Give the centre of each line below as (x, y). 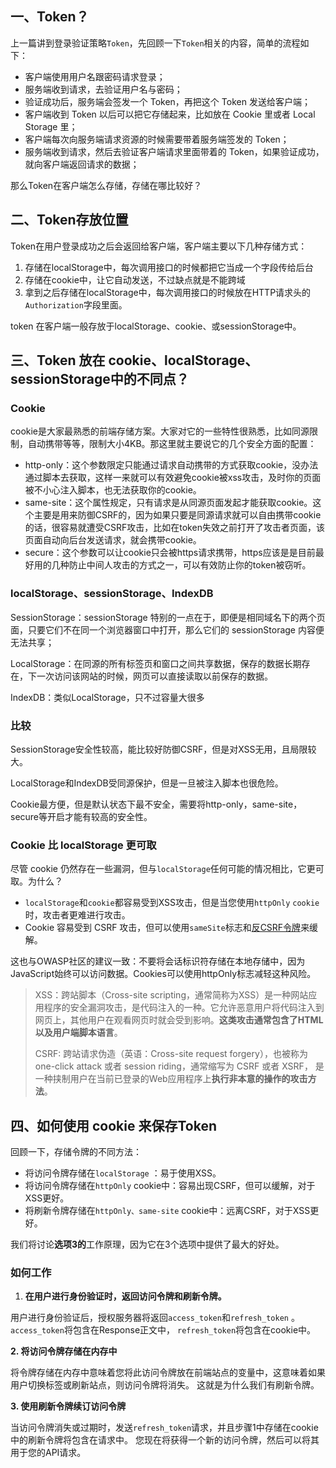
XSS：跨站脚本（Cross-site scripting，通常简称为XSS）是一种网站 (171, 995)
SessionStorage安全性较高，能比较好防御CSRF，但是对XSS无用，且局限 (159, 749)
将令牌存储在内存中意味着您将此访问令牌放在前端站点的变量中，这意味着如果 (168, 1373)
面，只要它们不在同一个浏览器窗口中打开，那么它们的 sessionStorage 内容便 (167, 629)
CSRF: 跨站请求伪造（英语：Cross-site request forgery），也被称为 (171, 1054)
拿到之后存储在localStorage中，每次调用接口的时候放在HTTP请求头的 (168, 292)
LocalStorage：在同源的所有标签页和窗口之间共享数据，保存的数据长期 (156, 663)
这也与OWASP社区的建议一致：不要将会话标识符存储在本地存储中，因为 (158, 961)
